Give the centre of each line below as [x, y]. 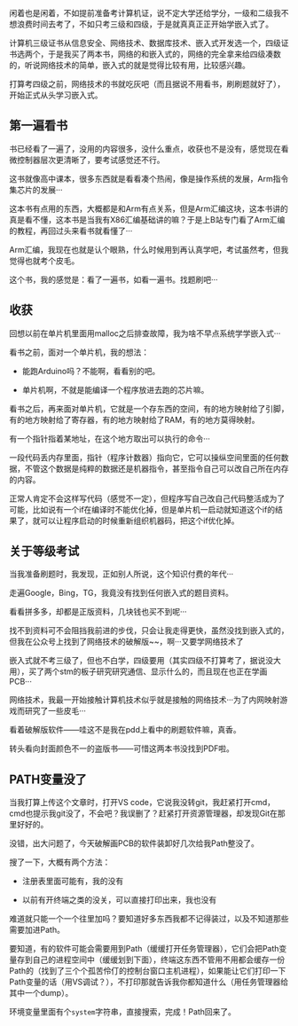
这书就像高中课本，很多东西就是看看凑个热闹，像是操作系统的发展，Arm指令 [149, 178]
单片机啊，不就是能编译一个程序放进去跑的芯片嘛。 [115, 389]
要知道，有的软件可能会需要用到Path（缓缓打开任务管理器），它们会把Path [144, 949]
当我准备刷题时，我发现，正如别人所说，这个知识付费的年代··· [122, 574]
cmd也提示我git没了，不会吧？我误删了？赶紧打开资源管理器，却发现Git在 [143, 813]
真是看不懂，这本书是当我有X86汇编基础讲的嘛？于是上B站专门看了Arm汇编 [147, 219]
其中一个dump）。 [41, 993]
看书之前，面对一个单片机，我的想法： [79, 352]
